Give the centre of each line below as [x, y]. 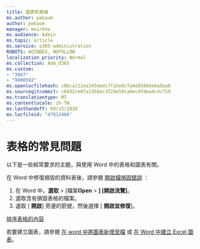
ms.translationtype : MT [37, 97]
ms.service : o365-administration [49, 46]
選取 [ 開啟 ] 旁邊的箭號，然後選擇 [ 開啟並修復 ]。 [76, 206]
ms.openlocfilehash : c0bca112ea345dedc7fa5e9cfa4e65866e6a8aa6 [89, 86]
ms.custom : [20, 69]
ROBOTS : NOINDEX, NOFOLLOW [41, 52]
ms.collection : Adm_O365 [38, 63]
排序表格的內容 [25, 219]
